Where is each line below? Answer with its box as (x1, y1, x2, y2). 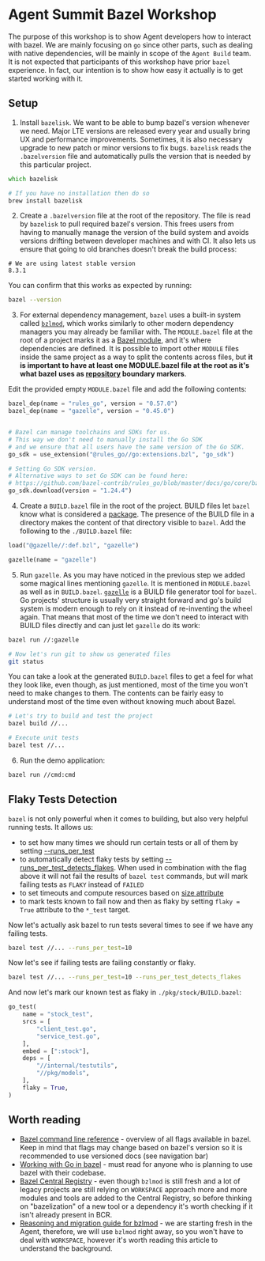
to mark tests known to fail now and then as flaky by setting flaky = (19, 896, 241, 906)
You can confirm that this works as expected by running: (8, 281, 192, 290)
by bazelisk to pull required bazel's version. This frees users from (19, 219, 234, 229)
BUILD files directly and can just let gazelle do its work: (19, 620, 200, 630)
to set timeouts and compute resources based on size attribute (19, 888, 224, 897)
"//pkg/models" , (36, 1070, 90, 1077)
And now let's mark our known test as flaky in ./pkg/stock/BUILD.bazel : (8, 987, 242, 998)
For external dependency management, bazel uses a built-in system (19, 310, 241, 320)
